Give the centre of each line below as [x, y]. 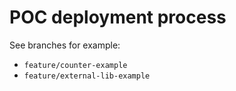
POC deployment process [118, 17]
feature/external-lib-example [87, 76]
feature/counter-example [75, 65]
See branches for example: [65, 45]
